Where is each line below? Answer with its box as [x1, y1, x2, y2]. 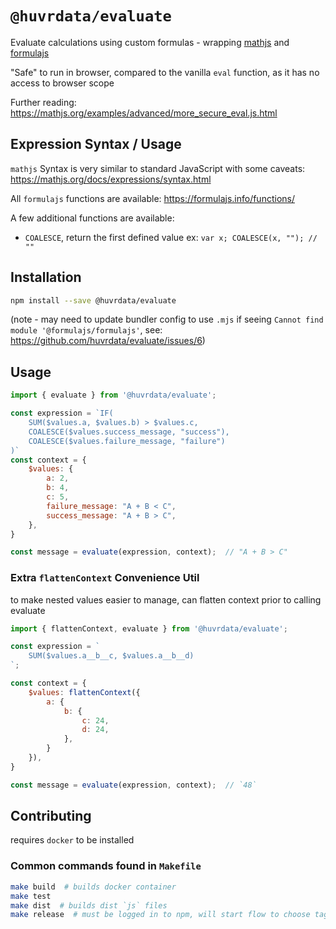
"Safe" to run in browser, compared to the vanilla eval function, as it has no [10, 66, 320, 78]
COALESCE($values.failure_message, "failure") [28, 436, 226, 446]
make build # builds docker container [10, 882, 177, 892]
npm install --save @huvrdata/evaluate [10, 295, 177, 306]
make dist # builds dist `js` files [10, 900, 168, 911]
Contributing [10, 808, 92, 825]
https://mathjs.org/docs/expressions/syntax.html [10, 173, 212, 185]
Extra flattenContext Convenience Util [10, 571, 200, 585]
